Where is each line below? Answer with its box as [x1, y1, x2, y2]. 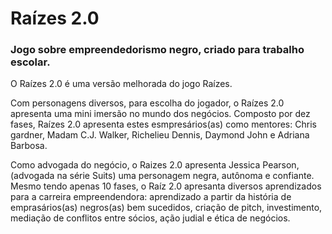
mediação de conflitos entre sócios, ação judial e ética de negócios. [10, 212, 291, 224]
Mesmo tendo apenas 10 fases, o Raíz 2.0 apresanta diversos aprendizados [10, 180, 322, 192]
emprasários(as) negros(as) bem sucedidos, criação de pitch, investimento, [10, 202, 323, 214]
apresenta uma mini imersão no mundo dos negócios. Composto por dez [10, 108, 311, 120]
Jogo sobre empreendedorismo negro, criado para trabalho [10, 43, 305, 57]
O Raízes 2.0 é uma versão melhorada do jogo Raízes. [10, 78, 233, 90]
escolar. [10, 55, 51, 69]
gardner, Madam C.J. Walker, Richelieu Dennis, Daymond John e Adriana [10, 129, 310, 141]
